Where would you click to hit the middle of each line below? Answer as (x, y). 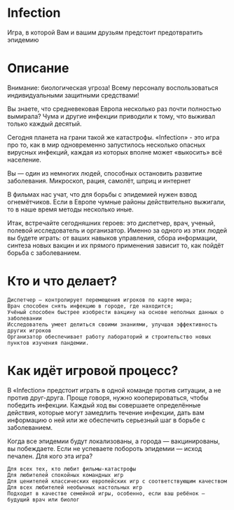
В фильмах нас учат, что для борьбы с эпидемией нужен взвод (102, 194)
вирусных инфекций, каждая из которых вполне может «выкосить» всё (115, 152)
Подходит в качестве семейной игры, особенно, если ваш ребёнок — (106, 493)
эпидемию (23, 39)
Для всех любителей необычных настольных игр (75, 487)
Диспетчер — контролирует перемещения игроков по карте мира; (100, 300)
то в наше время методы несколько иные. (71, 209)
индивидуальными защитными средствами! (73, 95)
